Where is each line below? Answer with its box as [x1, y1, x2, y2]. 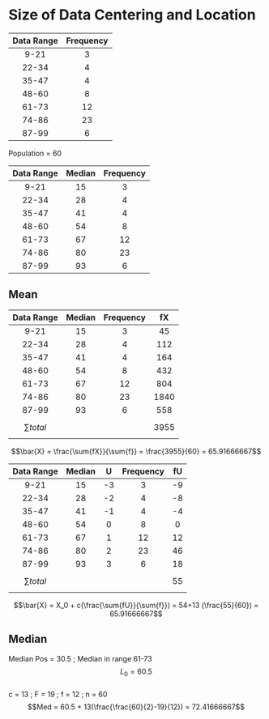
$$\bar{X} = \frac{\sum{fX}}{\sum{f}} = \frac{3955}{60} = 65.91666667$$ [11, 446, 262, 456]
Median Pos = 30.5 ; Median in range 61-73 [8, 653, 152, 663]
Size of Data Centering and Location [8, 6, 257, 24]
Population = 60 [8, 148, 62, 158]
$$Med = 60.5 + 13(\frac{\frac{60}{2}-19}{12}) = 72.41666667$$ [27, 702, 246, 712]
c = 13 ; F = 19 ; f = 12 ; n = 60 [8, 690, 108, 700]
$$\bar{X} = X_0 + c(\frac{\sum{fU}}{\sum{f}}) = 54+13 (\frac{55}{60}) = [13, 600, 259, 610]
